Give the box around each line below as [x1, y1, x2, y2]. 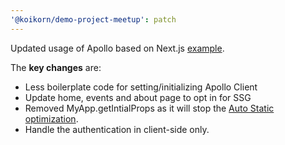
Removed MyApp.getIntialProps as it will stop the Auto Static [24, 102, 275, 114]
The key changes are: [10, 61, 102, 73]
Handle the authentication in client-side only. [24, 123, 210, 135]
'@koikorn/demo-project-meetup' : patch [10, 14, 177, 25]
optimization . [24, 112, 79, 125]
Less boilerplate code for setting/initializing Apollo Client [24, 81, 258, 93]
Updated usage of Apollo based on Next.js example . [10, 42, 225, 54]
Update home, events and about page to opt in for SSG [24, 91, 252, 103]
